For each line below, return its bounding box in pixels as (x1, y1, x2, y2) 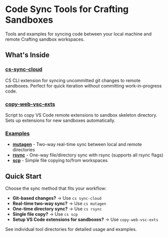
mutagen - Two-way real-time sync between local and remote (12, 141, 142, 147)
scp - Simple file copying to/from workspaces (12, 157, 108, 164)
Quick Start (5, 172, 42, 181)
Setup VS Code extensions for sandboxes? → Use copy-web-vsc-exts (12, 216, 158, 222)
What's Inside (5, 51, 50, 59)
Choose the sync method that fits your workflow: (5, 185, 107, 192)
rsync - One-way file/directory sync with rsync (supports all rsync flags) (12, 152, 163, 158)
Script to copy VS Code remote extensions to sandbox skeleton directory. (5, 112, 157, 118)
